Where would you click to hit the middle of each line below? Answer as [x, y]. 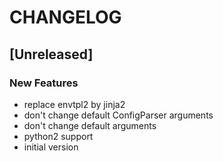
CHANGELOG [65, 17]
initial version [51, 147]
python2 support [58, 136]
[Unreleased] [51, 54]
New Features [44, 83]
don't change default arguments [90, 125]
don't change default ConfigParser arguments [118, 115]
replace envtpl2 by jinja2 [74, 104]
